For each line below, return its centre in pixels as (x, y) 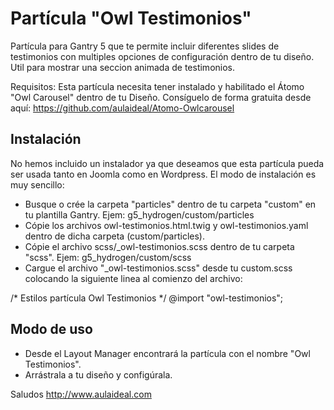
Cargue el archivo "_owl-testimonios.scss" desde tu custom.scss (158, 268)
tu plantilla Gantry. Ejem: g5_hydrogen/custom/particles (139, 214)
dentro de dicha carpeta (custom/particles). (115, 236)
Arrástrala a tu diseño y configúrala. (98, 374)
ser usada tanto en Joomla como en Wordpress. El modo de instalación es (163, 174)
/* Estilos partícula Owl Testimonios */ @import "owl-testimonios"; (147, 298)
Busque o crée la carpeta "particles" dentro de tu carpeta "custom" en (170, 204)
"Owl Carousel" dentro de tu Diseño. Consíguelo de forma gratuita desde (161, 97)
